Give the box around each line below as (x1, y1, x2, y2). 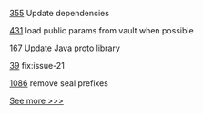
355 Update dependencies (9, 8, 109, 18)
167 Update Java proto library (9, 43, 121, 53)
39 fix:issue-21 (9, 61, 66, 71)
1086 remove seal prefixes (9, 78, 109, 89)
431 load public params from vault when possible (9, 25, 194, 35)
